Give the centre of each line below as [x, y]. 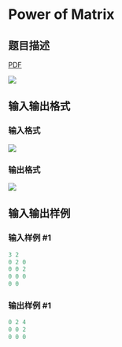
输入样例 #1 [30, 238]
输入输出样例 [39, 214]
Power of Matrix [61, 15]
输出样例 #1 [30, 305]
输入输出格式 [39, 107]
